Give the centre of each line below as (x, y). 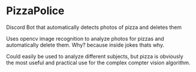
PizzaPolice (35, 11)
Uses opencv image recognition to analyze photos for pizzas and (85, 38)
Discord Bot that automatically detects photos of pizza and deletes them (94, 27)
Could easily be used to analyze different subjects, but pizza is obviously (95, 56)
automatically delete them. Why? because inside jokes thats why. (85, 45)
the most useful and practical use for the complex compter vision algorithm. (98, 63)
